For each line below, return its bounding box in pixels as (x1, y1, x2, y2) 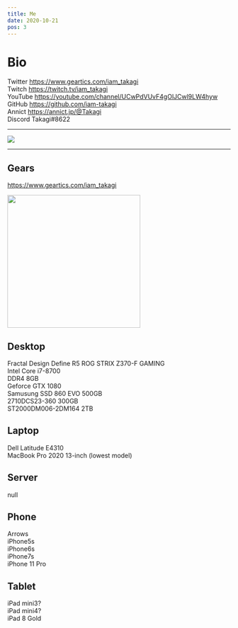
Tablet (7, 580, 36, 592)
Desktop (7, 341, 46, 353)
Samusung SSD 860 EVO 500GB (7, 389, 103, 397)
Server (7, 472, 38, 484)
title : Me (7, 10, 37, 18)
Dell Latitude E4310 (7, 443, 64, 452)
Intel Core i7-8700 (7, 366, 61, 375)
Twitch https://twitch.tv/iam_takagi (7, 85, 108, 93)
